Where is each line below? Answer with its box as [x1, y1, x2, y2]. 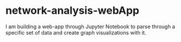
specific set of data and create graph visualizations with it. [5, 29, 147, 36]
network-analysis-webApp [5, 4, 139, 17]
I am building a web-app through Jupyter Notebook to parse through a [5, 23, 175, 30]
